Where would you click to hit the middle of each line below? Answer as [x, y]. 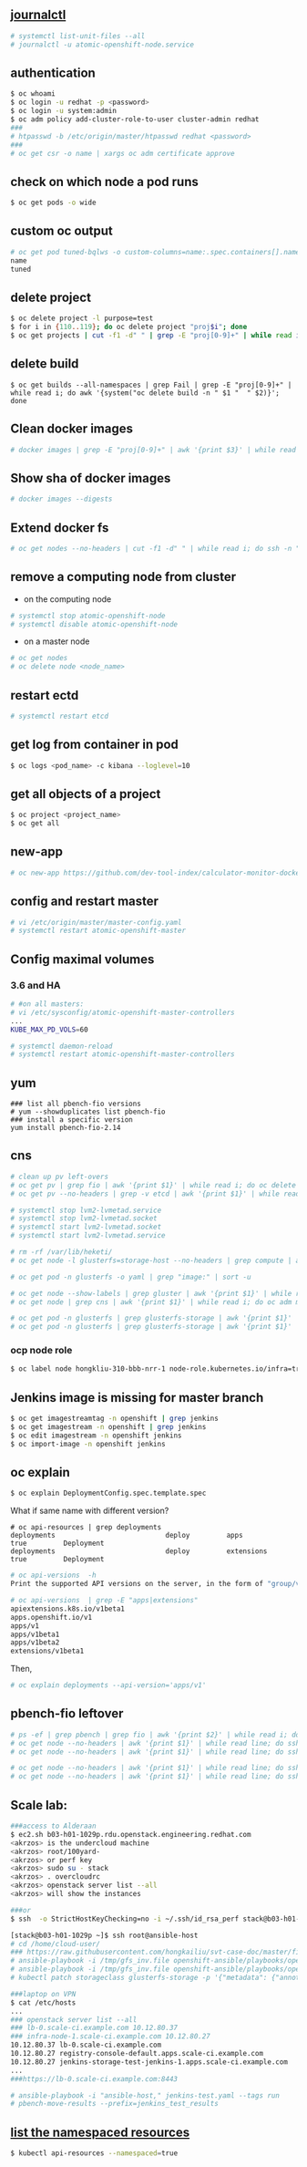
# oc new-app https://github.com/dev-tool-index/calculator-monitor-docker [157, 873]
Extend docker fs [60, 528]
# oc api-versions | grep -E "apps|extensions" [104, 1601]
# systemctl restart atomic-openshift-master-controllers [123, 1054]
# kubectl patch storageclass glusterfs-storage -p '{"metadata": [139, 1978]
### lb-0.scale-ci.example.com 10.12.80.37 [94, 2028]
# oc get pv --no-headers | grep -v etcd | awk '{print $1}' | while [145, 1194]
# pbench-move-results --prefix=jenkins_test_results [115, 2104]
